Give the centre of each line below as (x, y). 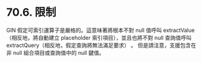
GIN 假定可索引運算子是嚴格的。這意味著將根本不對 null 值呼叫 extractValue (101, 30)
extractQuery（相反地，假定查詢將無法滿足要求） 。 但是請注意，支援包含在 (101, 45)
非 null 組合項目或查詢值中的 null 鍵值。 (56, 52)
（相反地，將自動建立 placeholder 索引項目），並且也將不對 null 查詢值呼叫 (99, 37)
